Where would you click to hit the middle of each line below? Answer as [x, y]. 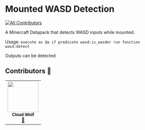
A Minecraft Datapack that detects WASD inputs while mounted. [70, 32]
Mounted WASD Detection [60, 9]
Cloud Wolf [23, 114]
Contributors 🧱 [28, 71]
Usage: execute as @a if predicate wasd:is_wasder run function [72, 42]
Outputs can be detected [30, 56]
